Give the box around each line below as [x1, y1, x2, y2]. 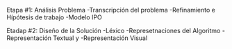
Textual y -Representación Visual [53, 34, 148, 42]
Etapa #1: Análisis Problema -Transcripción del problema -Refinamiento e [6, 6, 216, 14]
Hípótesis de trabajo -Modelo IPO [6, 13, 102, 21]
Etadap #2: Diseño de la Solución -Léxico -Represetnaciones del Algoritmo [6, 27, 221, 35]
